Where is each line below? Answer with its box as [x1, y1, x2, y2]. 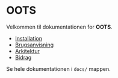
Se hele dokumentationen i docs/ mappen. [6, 65, 111, 72]
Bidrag [14, 54, 32, 61]
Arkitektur [14, 47, 40, 54]
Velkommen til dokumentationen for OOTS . [6, 23, 113, 30]
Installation [14, 35, 43, 42]
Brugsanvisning [14, 41, 54, 48]
